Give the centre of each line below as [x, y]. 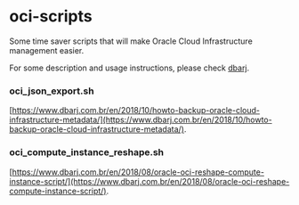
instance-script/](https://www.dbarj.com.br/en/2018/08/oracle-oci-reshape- [149, 181]
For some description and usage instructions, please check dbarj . [129, 68]
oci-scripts [51, 16]
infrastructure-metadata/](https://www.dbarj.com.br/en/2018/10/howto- [141, 120]
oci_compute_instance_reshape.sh [87, 152]
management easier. [47, 50]
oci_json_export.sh [52, 91]
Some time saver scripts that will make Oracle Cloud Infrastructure [131, 41]
